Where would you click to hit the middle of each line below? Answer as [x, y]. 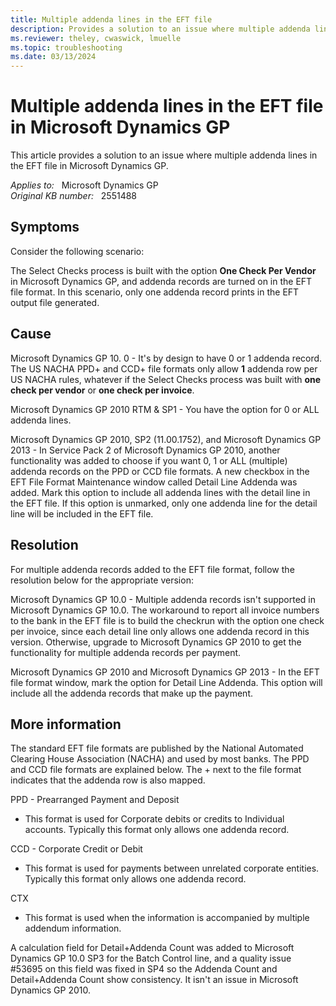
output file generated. [55, 302]
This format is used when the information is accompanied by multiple [167, 918]
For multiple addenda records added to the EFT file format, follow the [152, 569]
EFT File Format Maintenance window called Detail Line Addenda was [154, 482]
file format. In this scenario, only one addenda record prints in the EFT [155, 292]
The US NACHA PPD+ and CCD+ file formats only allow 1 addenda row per [164, 368]
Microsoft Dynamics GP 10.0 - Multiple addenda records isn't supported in [163, 599]
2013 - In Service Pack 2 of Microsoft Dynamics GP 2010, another [145, 450]
